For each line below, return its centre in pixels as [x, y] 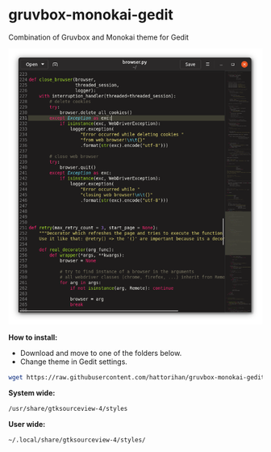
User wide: [27, 425]
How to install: [33, 337]
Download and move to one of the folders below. [101, 354]
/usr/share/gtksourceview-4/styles [68, 409]
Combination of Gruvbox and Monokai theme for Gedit [99, 37]
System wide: [32, 393]
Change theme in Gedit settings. [73, 362]
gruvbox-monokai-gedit [91, 15]
